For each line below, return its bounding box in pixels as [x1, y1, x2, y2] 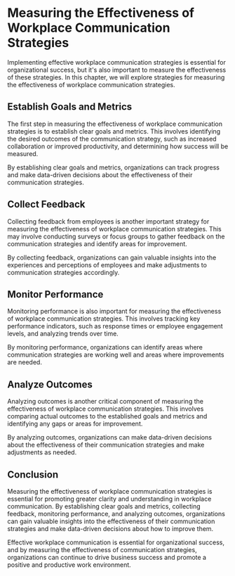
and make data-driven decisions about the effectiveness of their [7, 170, 193, 179]
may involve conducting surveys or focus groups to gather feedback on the [7, 232, 225, 241]
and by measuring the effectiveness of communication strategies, [7, 546, 198, 553]
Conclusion [7, 468, 59, 480]
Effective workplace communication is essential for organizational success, [7, 538, 224, 546]
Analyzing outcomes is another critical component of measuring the [7, 397, 203, 406]
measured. [7, 149, 39, 158]
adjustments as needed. [7, 448, 77, 456]
